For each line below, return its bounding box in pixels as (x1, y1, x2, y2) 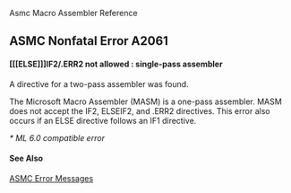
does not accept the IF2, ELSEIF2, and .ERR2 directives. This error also (9, 105, 270, 116)
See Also (9, 153, 43, 164)
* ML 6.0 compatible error (9, 132, 106, 143)
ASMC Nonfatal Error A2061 (9, 33, 168, 48)
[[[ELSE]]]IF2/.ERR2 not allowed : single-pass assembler (9, 58, 223, 69)
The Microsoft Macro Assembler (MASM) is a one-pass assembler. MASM (9, 96, 282, 107)
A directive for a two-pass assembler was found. (9, 78, 190, 89)
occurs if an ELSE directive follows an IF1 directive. (9, 115, 197, 126)
